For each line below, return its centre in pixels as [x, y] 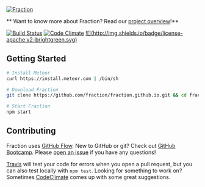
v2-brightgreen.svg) [52, 39]
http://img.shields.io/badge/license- [138, 33]
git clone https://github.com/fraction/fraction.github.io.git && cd [97, 95]
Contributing [31, 131]
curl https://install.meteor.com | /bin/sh [63, 79]
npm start [19, 112]
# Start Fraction [28, 106]
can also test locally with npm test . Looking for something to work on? [94, 170]
